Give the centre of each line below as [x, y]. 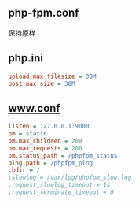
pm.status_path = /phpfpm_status [63, 156]
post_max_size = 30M [42, 83]
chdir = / [24, 170]
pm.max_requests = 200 [45, 148]
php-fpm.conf [44, 13]
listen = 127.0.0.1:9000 [49, 126]
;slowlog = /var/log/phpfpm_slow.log [70, 178]
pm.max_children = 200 [45, 141]
